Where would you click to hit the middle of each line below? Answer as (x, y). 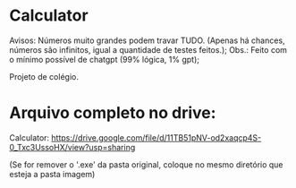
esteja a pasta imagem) (52, 174)
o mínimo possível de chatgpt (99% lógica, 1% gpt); (104, 59)
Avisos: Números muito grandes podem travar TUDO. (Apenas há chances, (147, 40)
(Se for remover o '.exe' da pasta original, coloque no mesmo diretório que (146, 164)
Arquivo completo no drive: (113, 113)
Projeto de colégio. (44, 76)
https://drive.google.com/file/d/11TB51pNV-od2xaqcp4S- (156, 137)
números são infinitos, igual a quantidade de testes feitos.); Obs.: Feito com (148, 49)
